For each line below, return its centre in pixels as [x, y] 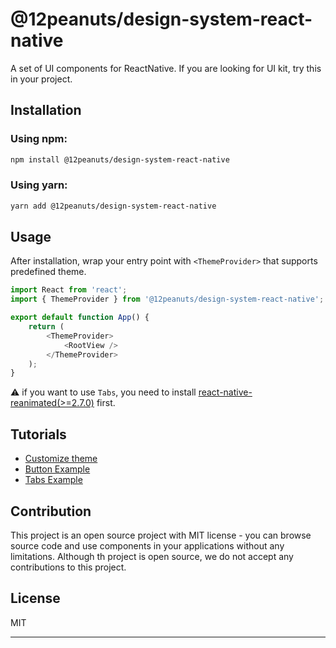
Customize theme [61, 459]
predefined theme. [48, 272]
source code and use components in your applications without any [147, 545]
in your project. [41, 79]
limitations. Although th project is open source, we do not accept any [152, 556]
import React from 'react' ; [69, 290]
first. [106, 403]
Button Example [57, 469]
